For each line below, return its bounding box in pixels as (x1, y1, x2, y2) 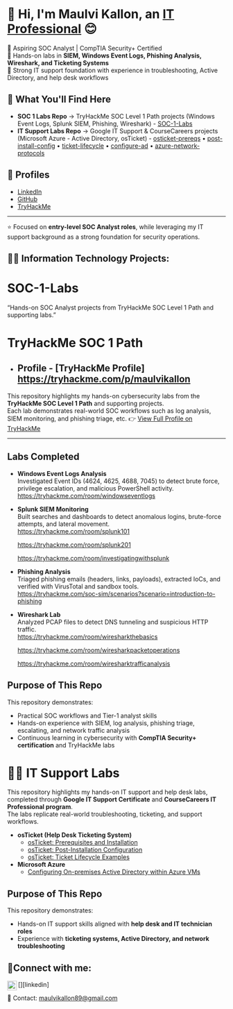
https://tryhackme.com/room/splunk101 (17, 527, 130, 535)
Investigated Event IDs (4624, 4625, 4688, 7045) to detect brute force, (17, 477, 220, 485)
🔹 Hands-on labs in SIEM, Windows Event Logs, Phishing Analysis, (7, 51, 202, 60)
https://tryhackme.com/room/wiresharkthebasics (17, 632, 158, 641)
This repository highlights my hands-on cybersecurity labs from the (7, 391, 200, 400)
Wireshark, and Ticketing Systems (7, 58, 109, 67)
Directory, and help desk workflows (7, 73, 109, 82)
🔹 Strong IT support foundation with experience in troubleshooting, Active (7, 66, 218, 74)
